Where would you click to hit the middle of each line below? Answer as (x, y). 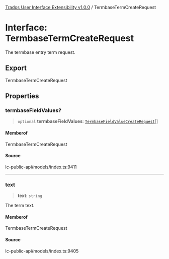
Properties (22, 96)
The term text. (20, 206)
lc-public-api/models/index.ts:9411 (41, 167)
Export (16, 68)
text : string (30, 196)
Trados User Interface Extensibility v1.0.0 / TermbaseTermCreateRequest (81, 7)
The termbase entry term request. (40, 52)
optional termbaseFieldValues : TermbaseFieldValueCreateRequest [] (88, 121)
